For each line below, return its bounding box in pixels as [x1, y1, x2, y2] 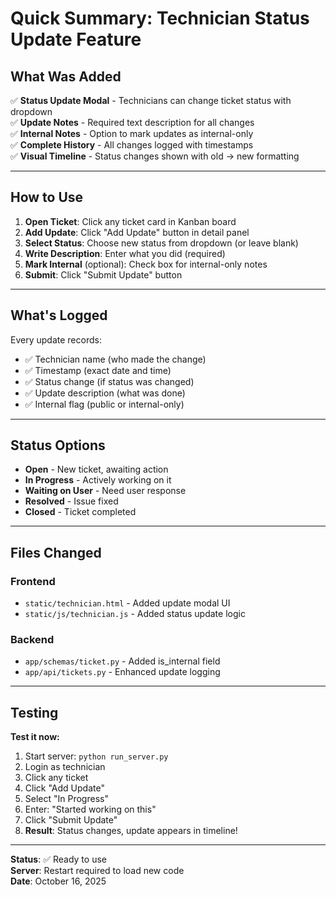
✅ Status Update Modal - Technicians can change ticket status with [10, 95, 292, 106]
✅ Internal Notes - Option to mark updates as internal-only [10, 128, 254, 139]
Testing [10, 704, 59, 721]
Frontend [10, 574, 56, 588]
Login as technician [24, 761, 106, 773]
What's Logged [10, 307, 108, 324]
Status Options [10, 437, 106, 454]
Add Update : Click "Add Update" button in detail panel [24, 226, 250, 238]
